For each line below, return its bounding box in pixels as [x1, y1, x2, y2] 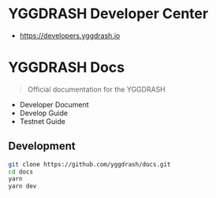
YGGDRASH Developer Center [8, 5, 209, 23]
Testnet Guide [19, 116, 65, 126]
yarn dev [8, 182, 37, 190]
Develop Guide [19, 108, 69, 118]
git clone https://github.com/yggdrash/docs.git [8, 160, 171, 168]
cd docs [8, 167, 34, 176]
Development [8, 140, 76, 153]
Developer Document [19, 99, 89, 109]
